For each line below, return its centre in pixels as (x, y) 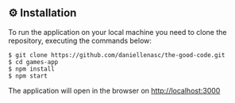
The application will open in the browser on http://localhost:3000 (114, 90)
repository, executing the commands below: (80, 40)
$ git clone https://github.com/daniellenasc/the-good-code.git (117, 55)
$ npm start (28, 76)
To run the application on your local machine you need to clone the (118, 32)
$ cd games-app (33, 62)
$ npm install (32, 69)
